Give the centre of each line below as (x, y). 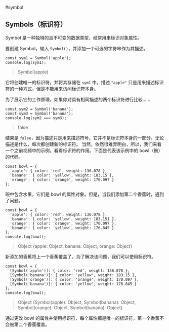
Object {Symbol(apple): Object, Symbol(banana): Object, (77, 302)
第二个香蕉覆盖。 (32, 324)
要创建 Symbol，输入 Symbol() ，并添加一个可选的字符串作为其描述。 (77, 48)
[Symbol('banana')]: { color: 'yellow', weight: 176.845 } (73, 284)
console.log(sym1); (26, 62)
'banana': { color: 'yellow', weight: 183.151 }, (63, 219)
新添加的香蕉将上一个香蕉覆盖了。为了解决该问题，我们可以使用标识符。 (80, 256)
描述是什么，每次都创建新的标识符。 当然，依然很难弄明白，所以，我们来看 (83, 144)
